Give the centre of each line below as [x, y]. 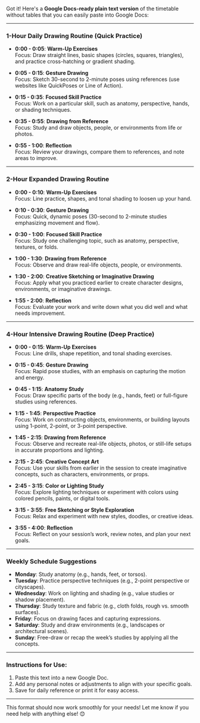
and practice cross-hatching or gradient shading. [75, 61]
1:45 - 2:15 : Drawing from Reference [60, 437]
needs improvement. [40, 313]
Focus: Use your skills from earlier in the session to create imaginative [101, 468]
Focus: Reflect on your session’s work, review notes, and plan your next [103, 534]
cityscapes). [30, 587]
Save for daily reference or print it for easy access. [77, 690]
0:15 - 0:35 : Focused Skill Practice [58, 97]
